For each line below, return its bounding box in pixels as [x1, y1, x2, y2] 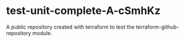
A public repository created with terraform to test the [6, 23, 135, 30]
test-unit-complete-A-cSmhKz [6, 4, 161, 17]
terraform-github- [135, 23, 179, 30]
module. [32, 29, 53, 36]
